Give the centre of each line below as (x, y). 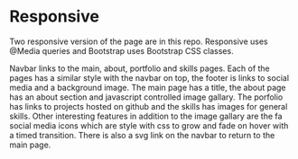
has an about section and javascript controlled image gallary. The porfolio (146, 97)
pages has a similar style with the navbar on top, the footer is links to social (149, 77)
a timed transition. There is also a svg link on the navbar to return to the (142, 135)
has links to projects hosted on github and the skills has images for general (149, 106)
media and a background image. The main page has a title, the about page (148, 87)
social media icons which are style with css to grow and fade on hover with (149, 125)
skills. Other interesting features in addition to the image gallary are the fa (146, 116)
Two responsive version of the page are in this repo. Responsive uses (139, 41)
